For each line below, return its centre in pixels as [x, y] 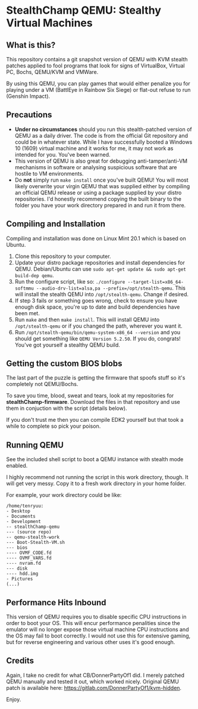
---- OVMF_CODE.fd [29, 553]
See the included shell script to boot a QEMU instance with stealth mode [95, 459]
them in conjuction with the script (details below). [67, 408]
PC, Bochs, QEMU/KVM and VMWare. [52, 72]
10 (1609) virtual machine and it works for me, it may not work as [94, 148]
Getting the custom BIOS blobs [64, 364]
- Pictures [20, 579]
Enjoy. [14, 699]
